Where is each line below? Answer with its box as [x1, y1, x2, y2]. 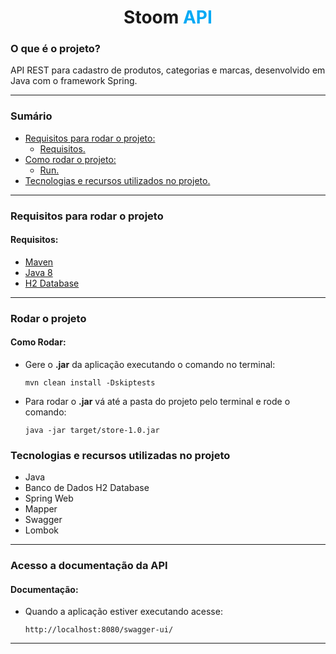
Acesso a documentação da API [10, 559, 168, 573]
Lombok [24, 524, 60, 536]
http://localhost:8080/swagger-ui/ [24, 625, 174, 635]
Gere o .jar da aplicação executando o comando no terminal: [24, 359, 276, 371]
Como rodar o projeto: [24, 153, 117, 165]
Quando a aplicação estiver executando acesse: [24, 606, 223, 618]
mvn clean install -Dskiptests [24, 378, 156, 388]
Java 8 [24, 266, 53, 278]
